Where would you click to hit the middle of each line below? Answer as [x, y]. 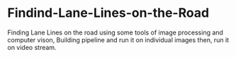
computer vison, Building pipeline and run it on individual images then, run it [118, 39]
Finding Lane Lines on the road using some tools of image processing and [115, 32]
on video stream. [32, 47]
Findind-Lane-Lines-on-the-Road [108, 13]
